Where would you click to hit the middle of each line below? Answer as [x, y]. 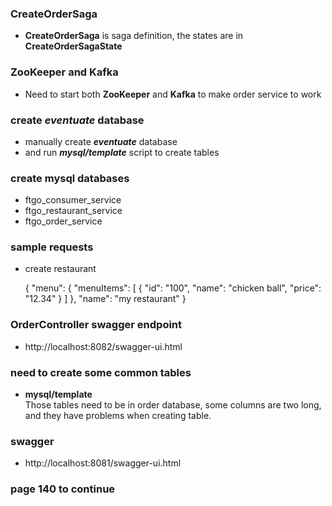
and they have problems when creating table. [118, 416]
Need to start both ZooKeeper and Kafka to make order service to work [173, 94]
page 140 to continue [63, 489]
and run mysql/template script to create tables [122, 152]
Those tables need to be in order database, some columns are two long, [173, 405]
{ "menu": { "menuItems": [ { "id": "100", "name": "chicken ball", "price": [173, 288]
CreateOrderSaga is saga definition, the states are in [134, 36]
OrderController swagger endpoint [96, 325]
